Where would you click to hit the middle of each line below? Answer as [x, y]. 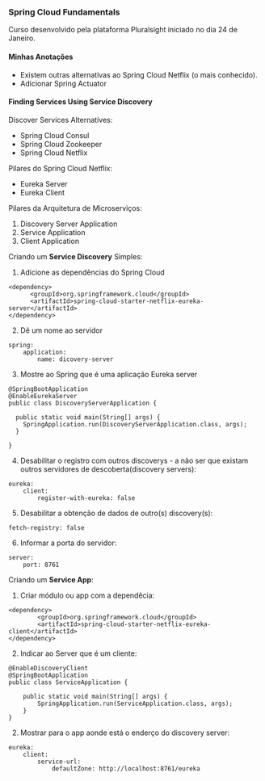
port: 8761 [41, 565]
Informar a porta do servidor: [68, 543]
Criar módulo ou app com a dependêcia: [87, 595]
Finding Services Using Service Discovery [80, 102]
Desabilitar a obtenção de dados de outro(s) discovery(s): [116, 513]
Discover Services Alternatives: [61, 120]
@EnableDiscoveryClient [48, 668]
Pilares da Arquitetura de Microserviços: [76, 208]
